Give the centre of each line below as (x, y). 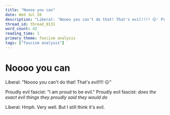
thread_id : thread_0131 (30, 24)
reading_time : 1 (22, 33)
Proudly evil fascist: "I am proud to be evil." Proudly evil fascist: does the (81, 92)
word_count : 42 (21, 29)
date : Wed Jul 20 (24, 15)
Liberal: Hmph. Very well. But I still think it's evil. (55, 107)
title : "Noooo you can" (30, 10)
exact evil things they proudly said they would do (56, 97)
